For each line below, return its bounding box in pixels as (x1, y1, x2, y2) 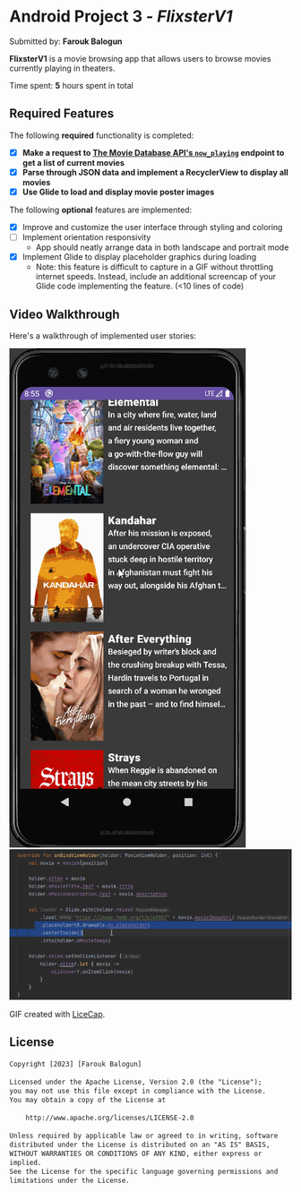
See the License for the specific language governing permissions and (9, 1167, 279, 1176)
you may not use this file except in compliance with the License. (9, 1086, 267, 1095)
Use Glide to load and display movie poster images (21, 186, 215, 197)
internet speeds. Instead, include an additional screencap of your (35, 271, 276, 282)
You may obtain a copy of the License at (9, 1095, 167, 1104)
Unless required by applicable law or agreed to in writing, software (9, 1131, 279, 1140)
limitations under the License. (9, 1176, 130, 1185)
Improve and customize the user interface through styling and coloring (21, 221, 283, 232)
